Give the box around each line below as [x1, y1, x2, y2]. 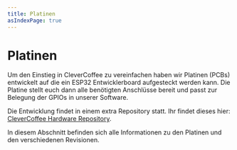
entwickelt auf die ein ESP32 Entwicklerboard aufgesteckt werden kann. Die [7, 79, 231, 87]
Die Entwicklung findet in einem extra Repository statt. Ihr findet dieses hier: [7, 107, 231, 115]
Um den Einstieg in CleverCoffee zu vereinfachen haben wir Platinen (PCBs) [7, 71, 231, 79]
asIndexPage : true [7, 17, 62, 24]
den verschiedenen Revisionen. [7, 136, 100, 144]
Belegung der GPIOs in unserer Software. [7, 93, 129, 102]
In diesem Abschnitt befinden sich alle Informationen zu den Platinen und [7, 128, 222, 137]
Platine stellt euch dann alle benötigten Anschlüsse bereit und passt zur [7, 86, 218, 94]
